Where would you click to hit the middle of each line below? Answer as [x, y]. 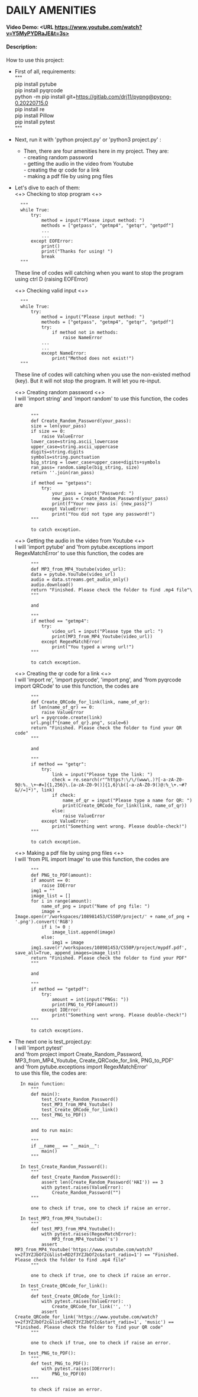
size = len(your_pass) [59, 426]
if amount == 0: [51, 880]
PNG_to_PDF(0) [69, 1374]
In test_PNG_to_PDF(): [48, 1353]
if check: [64, 795]
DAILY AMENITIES [51, 10]
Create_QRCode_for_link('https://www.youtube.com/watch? [86, 1317]
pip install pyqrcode [39, 90]
